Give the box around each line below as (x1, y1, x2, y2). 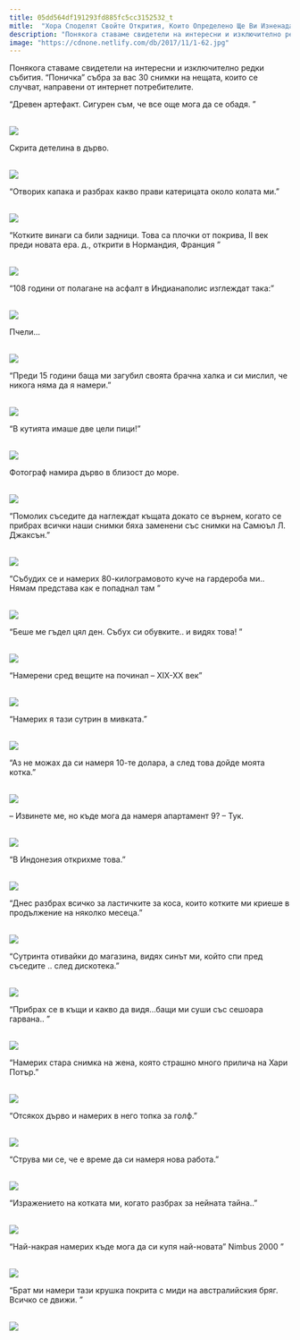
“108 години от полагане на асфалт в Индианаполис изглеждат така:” (9, 283, 275, 294)
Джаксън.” (9, 530, 51, 541)
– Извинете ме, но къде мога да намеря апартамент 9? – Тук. (9, 811, 244, 822)
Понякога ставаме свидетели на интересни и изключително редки (9, 63, 265, 73)
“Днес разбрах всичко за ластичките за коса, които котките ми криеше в (9, 898, 290, 909)
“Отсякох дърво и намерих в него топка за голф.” (9, 1111, 198, 1122)
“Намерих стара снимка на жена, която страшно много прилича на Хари (9, 1057, 288, 1068)
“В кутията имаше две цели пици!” (9, 423, 141, 434)
